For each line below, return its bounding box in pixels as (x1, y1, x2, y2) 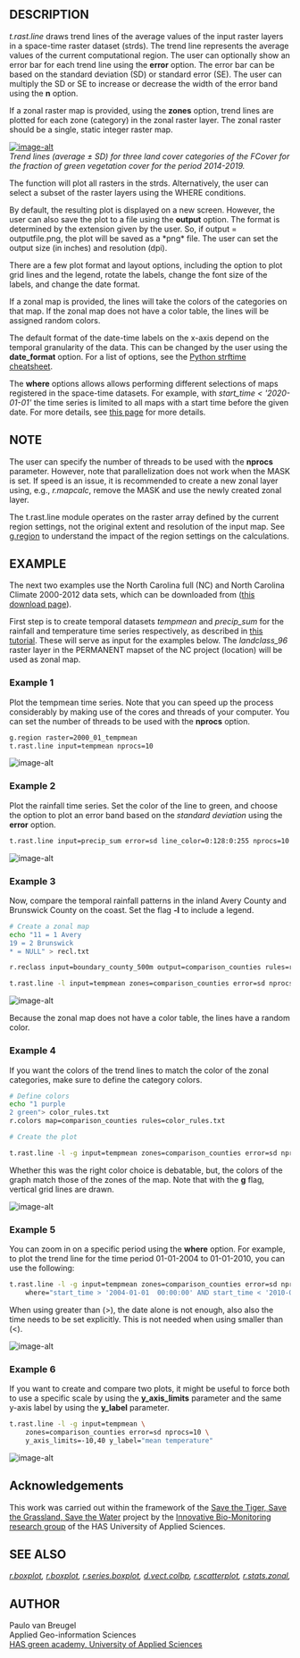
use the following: (9, 1263, 75, 1274)
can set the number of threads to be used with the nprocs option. (9, 716, 251, 726)
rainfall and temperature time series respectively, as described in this (9, 625, 263, 637)
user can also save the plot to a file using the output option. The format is (9, 214, 280, 224)
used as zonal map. (9, 654, 81, 665)
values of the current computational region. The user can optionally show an (9, 49, 290, 61)
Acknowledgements (9, 1478, 124, 1494)
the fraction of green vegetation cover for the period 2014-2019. (9, 160, 246, 171)
